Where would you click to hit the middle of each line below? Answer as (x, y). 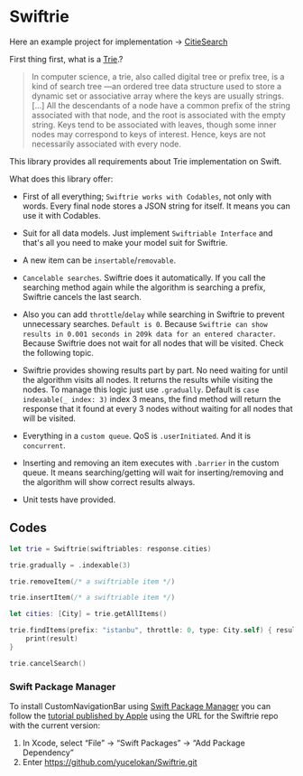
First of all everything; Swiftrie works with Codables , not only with (147, 196)
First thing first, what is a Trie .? (66, 59)
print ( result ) (52, 639)
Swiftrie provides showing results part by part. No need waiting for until (155, 370)
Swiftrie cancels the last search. (82, 296)
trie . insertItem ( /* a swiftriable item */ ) (92, 598)
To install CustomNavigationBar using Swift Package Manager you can (140, 706)
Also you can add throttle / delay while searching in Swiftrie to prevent (154, 314)
